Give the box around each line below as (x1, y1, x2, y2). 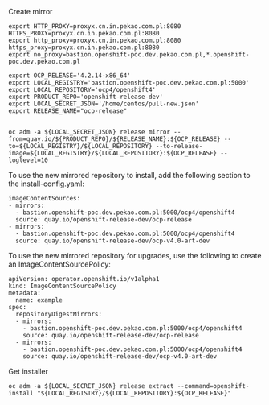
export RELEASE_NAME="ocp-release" (8, 107, 128, 115)
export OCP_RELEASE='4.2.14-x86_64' (8, 72, 131, 80)
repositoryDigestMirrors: (15, 310, 103, 318)
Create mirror (8, 7, 53, 16)
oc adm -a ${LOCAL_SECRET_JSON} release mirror (8, 128, 171, 136)
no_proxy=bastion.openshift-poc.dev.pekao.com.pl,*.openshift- (33, 51, 250, 59)
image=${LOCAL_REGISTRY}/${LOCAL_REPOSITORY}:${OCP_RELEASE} (8, 149, 218, 157)
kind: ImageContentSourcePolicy (8, 282, 116, 290)
